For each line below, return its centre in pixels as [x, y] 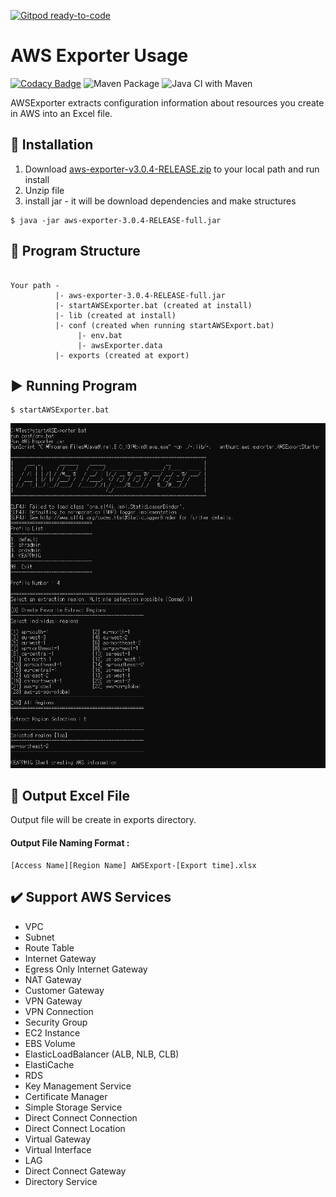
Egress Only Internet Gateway [86, 969]
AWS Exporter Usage [99, 56]
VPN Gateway [53, 1001]
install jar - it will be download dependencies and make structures [160, 201]
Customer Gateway [64, 990]
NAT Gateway [53, 979]
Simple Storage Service [73, 1107]
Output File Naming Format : [70, 843]
